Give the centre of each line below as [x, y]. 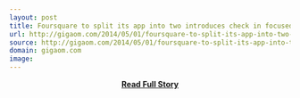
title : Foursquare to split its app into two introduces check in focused [151, 26]
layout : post [33, 17]
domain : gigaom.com [46, 51]
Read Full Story [150, 84]
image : [21, 59]
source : [24, 42]
